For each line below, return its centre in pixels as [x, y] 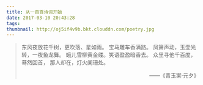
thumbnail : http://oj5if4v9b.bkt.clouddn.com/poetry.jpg [80, 29]
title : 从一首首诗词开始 [34, 12]
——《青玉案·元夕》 [174, 76]
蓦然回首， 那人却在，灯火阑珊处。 [65, 62]
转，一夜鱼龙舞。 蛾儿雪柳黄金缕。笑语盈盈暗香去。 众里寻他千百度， [109, 55]
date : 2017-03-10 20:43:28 [41, 18]
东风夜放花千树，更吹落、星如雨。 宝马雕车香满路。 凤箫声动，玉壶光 [109, 47]
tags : [13, 23]
